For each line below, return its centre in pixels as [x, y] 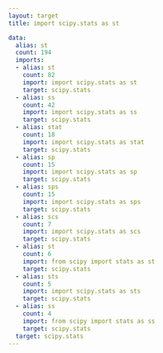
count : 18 [39, 135]
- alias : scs [37, 217]
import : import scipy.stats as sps [82, 201]
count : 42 [39, 105]
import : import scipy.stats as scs [82, 232]
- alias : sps [37, 187]
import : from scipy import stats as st [89, 262]
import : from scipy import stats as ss [89, 321]
